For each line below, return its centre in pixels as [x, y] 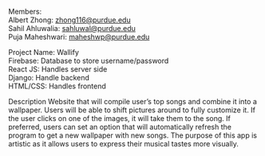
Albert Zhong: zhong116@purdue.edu [69, 20]
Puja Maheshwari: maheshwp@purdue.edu [79, 37]
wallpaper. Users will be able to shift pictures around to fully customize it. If [132, 110]
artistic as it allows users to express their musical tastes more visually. [124, 144]
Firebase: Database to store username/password [89, 60]
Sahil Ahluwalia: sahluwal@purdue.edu [72, 28]
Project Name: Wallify [44, 52]
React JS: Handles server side [58, 69]
